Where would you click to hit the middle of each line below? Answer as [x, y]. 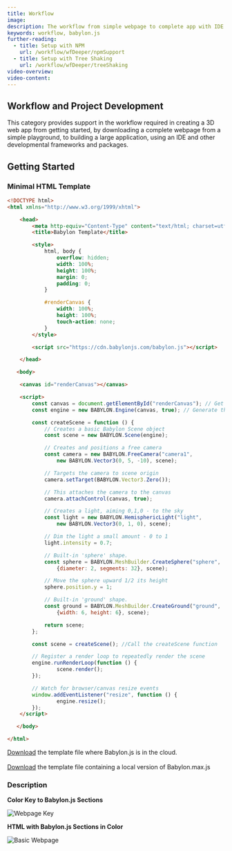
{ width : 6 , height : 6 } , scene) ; [103, 612]
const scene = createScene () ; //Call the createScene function [125, 644]
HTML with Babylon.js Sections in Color [65, 827]
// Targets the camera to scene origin [101, 473]
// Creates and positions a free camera [103, 448]
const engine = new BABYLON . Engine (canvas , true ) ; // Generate [125, 410]
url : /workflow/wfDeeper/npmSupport [72, 53]
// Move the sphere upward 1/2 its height [106, 581]
